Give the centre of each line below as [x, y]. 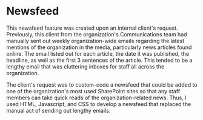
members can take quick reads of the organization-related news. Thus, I [96, 98]
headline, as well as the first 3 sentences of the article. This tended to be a [99, 60]
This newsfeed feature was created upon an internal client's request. [92, 28]
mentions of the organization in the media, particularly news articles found [99, 47]
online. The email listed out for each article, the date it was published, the [98, 53]
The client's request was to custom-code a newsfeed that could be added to [102, 85]
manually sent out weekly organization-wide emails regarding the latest [95, 41]
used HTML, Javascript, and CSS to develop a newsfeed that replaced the [99, 104]
